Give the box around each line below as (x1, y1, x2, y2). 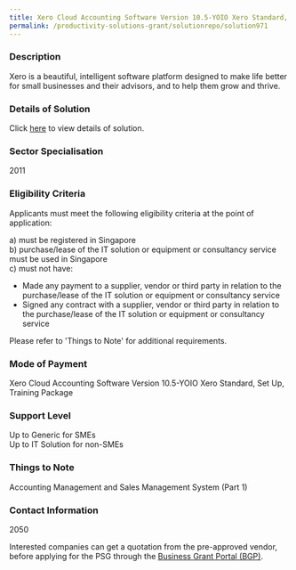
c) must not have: (9, 263, 74, 273)
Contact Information (9, 504, 100, 517)
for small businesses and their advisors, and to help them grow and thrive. (9, 80, 281, 91)
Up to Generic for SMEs (9, 429, 96, 441)
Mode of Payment (9, 357, 87, 370)
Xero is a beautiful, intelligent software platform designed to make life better (9, 70, 287, 81)
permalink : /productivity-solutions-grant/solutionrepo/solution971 (9, 21, 268, 30)
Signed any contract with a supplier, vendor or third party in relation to (21, 299, 280, 310)
